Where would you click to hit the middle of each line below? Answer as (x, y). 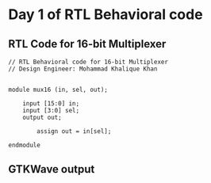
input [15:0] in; (51, 104)
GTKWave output (52, 169)
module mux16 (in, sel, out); (58, 90)
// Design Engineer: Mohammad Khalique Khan (83, 69)
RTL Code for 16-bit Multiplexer (87, 44)
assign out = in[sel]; (74, 132)
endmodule (25, 145)
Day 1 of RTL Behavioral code (106, 15)
